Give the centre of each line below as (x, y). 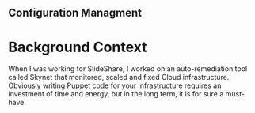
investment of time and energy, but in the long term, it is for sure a (116, 94)
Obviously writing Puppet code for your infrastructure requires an (115, 85)
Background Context (78, 47)
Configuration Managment (75, 13)
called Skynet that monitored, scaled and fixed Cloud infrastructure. (119, 77)
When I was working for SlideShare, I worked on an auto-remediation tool (128, 69)
